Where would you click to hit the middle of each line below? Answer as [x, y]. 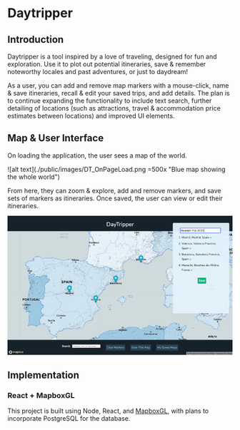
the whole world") [34, 177]
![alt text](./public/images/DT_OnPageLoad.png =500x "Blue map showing [117, 169]
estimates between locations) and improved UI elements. [91, 116]
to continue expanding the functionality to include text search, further [110, 101]
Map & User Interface [56, 138]
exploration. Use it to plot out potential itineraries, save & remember [107, 64]
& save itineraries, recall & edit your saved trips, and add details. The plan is [119, 93]
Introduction [36, 40]
